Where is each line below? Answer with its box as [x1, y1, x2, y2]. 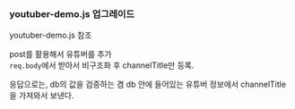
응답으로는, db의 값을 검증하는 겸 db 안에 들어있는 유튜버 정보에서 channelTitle [9, 79, 287, 90]
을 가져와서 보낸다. [9, 90, 74, 101]
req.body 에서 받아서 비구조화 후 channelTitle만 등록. [9, 60, 195, 71]
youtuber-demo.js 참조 [9, 29, 92, 41]
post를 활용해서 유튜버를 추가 [9, 49, 112, 60]
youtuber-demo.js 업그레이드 [9, 7, 134, 20]
